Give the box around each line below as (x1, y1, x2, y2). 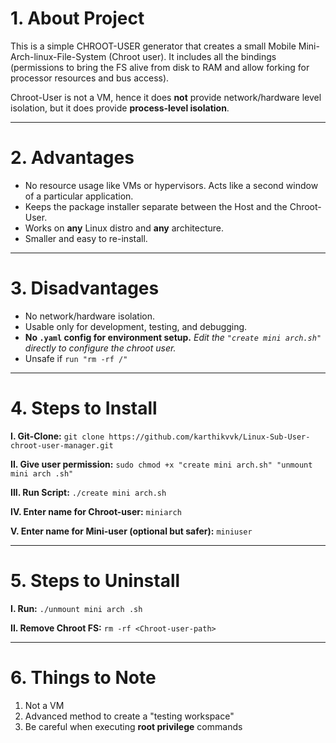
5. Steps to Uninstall (10, 569, 181, 592)
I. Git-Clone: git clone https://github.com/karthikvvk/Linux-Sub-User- (10, 430, 311, 442)
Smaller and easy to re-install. (24, 232, 148, 244)
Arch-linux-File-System (10, 50, 107, 62)
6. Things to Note (10, 666, 157, 689)
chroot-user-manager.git (10, 440, 114, 451)
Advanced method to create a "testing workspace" (24, 710, 235, 722)
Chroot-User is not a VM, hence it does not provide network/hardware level (10, 91, 322, 103)
